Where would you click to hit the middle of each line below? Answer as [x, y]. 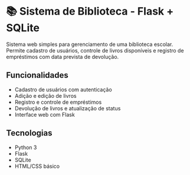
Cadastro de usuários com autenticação [63, 90]
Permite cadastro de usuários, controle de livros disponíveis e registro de [95, 50]
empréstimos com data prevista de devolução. [63, 57]
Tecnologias [29, 133]
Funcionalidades [37, 75]
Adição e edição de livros [45, 95]
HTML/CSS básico [37, 166]
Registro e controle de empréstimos [58, 102]
